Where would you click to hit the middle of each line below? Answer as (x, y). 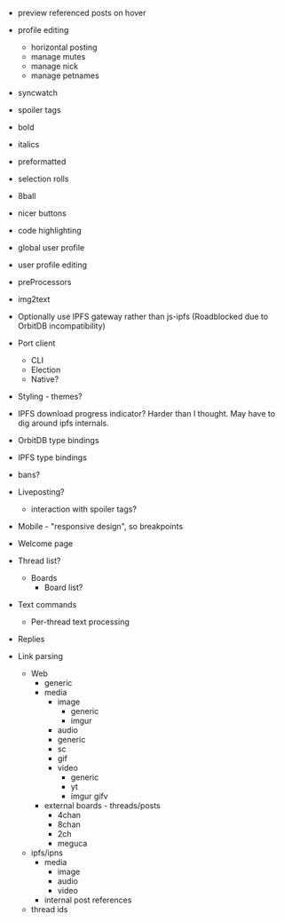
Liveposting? (41, 492)
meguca (72, 843)
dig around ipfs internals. (63, 423)
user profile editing (52, 265)
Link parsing (40, 656)
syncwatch (38, 93)
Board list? (63, 587)
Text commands (47, 604)
